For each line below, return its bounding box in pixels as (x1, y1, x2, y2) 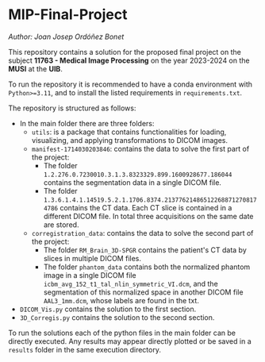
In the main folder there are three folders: (19, 118, 155, 128)
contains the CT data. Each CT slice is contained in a (59, 202, 232, 212)
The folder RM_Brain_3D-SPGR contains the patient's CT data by (43, 245, 248, 255)
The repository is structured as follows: (8, 103, 136, 113)
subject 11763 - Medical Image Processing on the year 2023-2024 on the (8, 56, 250, 65)
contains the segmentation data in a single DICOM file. (43, 177, 222, 187)
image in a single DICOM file (43, 270, 136, 279)
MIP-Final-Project (8, 6, 129, 24)
